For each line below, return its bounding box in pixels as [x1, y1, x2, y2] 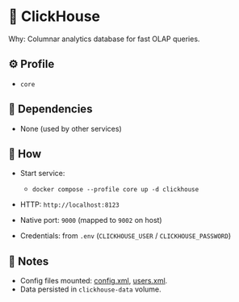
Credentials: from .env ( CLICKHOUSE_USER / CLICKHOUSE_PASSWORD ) [19, 231, 232, 241]
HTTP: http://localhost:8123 [19, 199, 119, 209]
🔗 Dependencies [8, 103, 93, 116]
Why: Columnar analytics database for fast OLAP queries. [8, 34, 200, 44]
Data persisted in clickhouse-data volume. [19, 284, 161, 294]
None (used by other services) [19, 124, 123, 133]
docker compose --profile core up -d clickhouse [31, 186, 199, 194]
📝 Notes [8, 254, 49, 268]
